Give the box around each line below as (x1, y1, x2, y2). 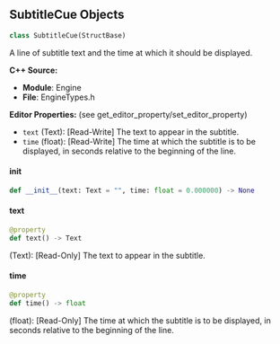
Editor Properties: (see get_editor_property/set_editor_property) (9, 109, 249, 119)
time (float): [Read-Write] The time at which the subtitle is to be (22, 136, 257, 146)
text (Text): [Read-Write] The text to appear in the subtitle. (22, 126, 240, 137)
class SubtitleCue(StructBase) (9, 31, 127, 40)
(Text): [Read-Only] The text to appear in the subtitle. (9, 250, 206, 260)
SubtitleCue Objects (9, 7, 125, 22)
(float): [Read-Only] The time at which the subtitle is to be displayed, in (9, 314, 271, 326)
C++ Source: (9, 65, 58, 75)
